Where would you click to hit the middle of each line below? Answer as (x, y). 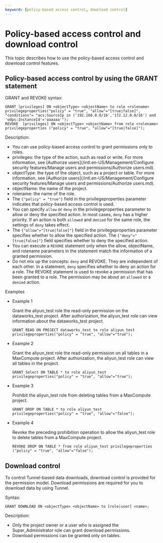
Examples (15, 292)
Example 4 (23, 423)
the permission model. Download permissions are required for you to (74, 483)
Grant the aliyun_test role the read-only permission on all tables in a (80, 353)
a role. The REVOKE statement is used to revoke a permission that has (82, 272)
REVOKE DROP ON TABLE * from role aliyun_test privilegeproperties (82, 446)
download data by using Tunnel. (37, 488)
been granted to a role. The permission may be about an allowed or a (81, 277)
